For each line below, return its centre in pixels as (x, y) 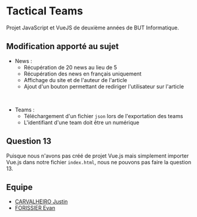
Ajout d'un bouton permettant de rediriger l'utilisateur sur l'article (104, 86)
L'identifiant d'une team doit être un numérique (81, 122)
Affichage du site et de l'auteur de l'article (75, 80)
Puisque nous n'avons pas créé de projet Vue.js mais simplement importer (98, 156)
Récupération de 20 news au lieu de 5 (70, 67)
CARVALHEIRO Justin (41, 201)
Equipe (19, 187)
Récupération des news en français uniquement (83, 74)
